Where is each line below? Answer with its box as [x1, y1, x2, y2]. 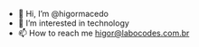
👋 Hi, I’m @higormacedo [17, 9, 109, 19]
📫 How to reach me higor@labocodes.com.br [17, 27, 190, 38]
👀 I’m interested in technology [17, 18, 129, 28]
